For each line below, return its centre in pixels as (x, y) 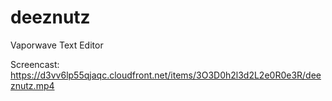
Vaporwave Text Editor (57, 45)
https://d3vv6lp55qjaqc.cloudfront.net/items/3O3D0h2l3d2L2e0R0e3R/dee (166, 75)
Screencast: (35, 64)
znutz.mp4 (32, 85)
